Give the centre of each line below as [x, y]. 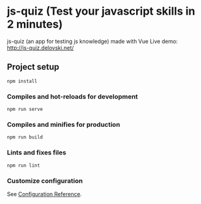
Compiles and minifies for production [63, 124]
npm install [22, 81]
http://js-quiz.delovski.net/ [40, 48]
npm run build [25, 137]
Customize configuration [45, 181]
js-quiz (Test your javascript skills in [101, 11]
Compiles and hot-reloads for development [73, 96]
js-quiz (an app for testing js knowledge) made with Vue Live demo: [93, 41]
